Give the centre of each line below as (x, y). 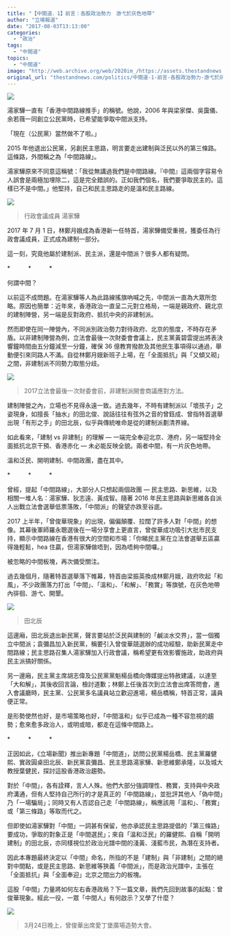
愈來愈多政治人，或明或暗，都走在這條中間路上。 (88, 725)
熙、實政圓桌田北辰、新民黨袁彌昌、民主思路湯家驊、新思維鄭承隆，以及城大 (115, 762)
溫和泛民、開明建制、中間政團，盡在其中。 (67, 460)
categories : (24, 33)
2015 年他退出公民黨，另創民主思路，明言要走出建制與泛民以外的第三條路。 (114, 148)
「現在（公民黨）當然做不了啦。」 (54, 134)
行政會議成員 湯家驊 (52, 216)
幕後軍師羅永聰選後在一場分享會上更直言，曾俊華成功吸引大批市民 (118, 530)
